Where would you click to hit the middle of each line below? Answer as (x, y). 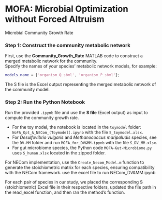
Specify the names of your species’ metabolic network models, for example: (81, 66)
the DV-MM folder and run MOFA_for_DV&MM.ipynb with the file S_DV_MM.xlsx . (85, 143)
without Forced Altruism (55, 19)
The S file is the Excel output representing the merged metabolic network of (81, 84)
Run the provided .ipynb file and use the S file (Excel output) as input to (77, 113)
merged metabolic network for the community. (51, 61)
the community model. (27, 90)
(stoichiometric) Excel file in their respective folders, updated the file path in (81, 187)
